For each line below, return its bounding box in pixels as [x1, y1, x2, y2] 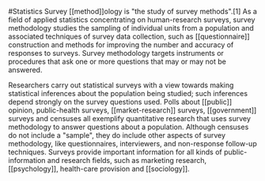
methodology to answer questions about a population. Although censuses [8, 122, 249, 131]
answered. [8, 65, 43, 74]
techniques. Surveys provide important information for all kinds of [8, 147, 223, 157]
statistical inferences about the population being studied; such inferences [8, 89, 248, 98]
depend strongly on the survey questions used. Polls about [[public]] [8, 98, 232, 106]
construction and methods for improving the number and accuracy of [8, 40, 234, 50]
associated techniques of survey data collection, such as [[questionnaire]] [8, 31, 251, 41]
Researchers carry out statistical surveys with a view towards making [8, 80, 234, 90]
